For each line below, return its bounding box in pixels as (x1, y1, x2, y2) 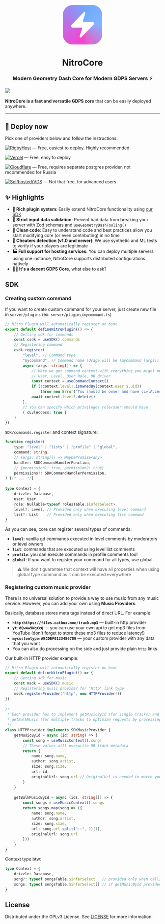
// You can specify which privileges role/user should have (23, 405, 148, 410)
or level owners (12, 541, 44, 547)
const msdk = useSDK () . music (14, 681, 74, 686)
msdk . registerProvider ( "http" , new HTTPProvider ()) (14, 691, 122, 696)
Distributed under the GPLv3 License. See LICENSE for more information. (5, 914, 153, 920)
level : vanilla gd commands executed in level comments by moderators (12, 536, 158, 542)
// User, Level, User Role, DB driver (31, 374, 111, 378)
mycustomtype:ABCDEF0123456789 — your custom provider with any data (12, 635, 155, 641)
